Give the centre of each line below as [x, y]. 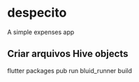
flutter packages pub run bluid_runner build [70, 70]
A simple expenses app [41, 32]
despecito [37, 13]
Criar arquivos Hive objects [68, 54]
